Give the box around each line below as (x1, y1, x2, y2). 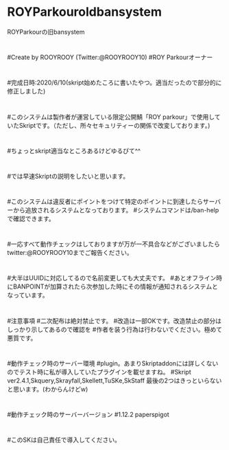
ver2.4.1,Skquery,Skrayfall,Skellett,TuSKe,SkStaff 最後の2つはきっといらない (7, 376, 222, 385)
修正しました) (7, 87, 46, 95)
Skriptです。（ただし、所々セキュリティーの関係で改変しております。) (19, 121, 210, 129)
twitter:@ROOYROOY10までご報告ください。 (7, 249, 134, 257)
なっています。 (7, 291, 49, 300)
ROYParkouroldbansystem (7, 4, 162, 20)
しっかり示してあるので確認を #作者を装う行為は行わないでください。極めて (7, 325, 223, 333)
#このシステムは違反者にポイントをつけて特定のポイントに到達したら (7, 197, 204, 206)
